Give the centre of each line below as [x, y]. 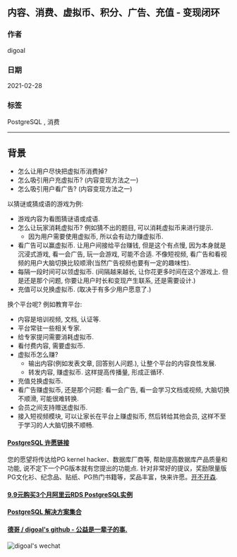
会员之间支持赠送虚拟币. [53, 408]
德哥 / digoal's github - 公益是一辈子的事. [67, 530]
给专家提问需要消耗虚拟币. [55, 337]
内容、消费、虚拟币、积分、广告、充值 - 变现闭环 [114, 13]
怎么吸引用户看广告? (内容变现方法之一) [75, 189]
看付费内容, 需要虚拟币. [51, 346]
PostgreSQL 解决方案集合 [45, 512]
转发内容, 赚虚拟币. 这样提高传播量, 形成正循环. [96, 372]
